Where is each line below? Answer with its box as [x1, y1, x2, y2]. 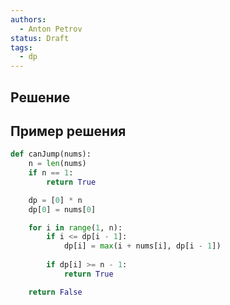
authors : [10, 14, 47, 25]
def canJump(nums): [10, 149, 92, 160]
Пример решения [10, 122, 127, 140]
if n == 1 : [28, 168, 74, 178]
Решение [10, 89, 71, 106]
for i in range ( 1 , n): [28, 222, 123, 233]
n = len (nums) [28, 159, 87, 169]
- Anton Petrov [19, 24, 83, 34]
